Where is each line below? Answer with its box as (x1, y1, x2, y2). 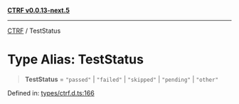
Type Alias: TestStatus (7, 51, 144, 68)
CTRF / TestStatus (7, 26, 61, 35)
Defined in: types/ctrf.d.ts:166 (7, 88, 95, 97)
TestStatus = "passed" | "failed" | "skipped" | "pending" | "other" (24, 75, 219, 83)
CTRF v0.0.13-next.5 (7, 6, 70, 14)
